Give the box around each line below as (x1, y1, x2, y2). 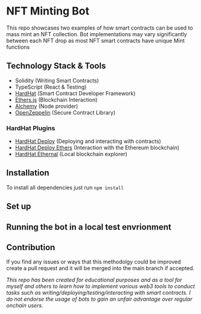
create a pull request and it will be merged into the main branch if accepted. (6, 265, 195, 272)
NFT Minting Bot (6, 4, 89, 18)
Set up (6, 201, 31, 212)
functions (6, 43, 30, 51)
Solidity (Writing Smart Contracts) (14, 77, 100, 84)
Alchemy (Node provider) (14, 102, 78, 110)
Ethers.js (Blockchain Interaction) (14, 96, 98, 103)
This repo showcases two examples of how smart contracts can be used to (6, 24, 193, 31)
